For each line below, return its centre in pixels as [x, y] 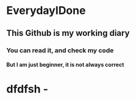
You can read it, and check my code [60, 50]
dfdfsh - [27, 89]
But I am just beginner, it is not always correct [65, 65]
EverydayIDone [46, 11]
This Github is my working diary [68, 33]
